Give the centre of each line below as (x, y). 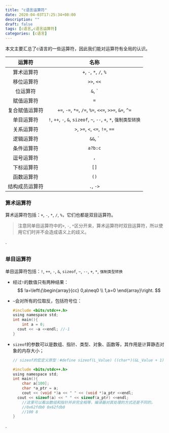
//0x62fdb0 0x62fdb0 (44, 407)
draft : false (19, 24)
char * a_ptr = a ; (40, 388)
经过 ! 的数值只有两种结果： (40, 282)
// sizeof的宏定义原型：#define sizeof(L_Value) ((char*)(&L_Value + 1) (88, 360)
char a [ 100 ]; (36, 384)
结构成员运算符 (26, 187)
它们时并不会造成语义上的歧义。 (56, 232)
